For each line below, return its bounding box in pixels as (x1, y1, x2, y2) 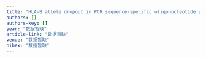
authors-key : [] (6, 20, 48, 26)
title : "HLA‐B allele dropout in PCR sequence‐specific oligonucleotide (6, 8, 196, 15)
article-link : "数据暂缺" (6, 31, 69, 37)
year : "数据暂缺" (6, 25, 47, 32)
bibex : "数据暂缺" (6, 43, 50, 49)
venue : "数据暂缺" (6, 37, 50, 43)
